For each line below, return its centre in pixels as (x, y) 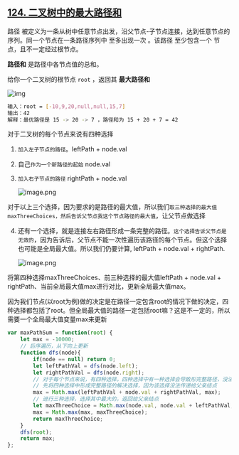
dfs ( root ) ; (36, 432)
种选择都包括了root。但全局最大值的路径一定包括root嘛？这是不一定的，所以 (119, 311)
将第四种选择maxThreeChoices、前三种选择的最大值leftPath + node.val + (115, 278)
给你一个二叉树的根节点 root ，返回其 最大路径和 (79, 79)
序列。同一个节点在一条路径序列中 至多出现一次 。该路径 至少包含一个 (110, 40)
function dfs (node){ (51, 353)
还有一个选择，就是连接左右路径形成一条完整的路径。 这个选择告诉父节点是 (122, 231)
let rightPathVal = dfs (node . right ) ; (89, 373)
